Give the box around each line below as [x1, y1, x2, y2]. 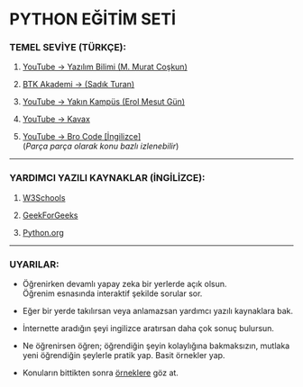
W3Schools [22, 192, 66, 202]
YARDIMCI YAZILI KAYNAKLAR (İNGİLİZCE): [9, 172, 206, 184]
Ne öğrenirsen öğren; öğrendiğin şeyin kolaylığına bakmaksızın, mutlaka [22, 340, 290, 351]
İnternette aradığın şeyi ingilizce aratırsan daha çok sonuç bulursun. [22, 323, 275, 334]
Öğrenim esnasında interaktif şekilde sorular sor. [22, 288, 203, 299]
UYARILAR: [9, 257, 60, 270]
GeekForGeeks [22, 210, 78, 220]
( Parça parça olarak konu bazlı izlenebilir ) [22, 140, 179, 152]
